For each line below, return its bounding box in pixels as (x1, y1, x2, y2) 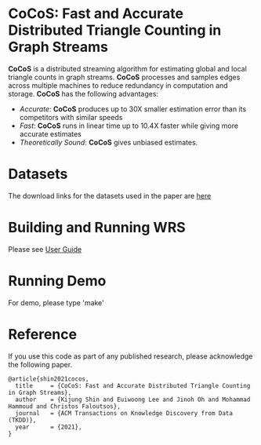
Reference (8, 325, 77, 343)
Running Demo (8, 272, 107, 290)
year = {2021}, (15, 423, 82, 431)
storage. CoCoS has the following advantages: (8, 89, 159, 98)
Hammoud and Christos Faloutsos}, (8, 402, 121, 410)
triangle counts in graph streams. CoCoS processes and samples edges (8, 72, 241, 82)
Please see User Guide (8, 244, 82, 254)
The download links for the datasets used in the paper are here (8, 191, 212, 200)
